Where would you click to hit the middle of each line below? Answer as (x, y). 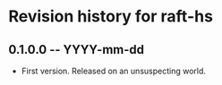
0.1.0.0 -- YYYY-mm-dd (77, 50)
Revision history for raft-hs (111, 17)
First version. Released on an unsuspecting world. (114, 71)
